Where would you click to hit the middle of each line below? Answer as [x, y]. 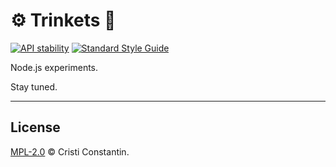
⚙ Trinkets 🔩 [63, 20]
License [35, 127]
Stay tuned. [34, 86]
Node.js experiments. [54, 67]
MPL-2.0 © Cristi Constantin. [70, 151]
